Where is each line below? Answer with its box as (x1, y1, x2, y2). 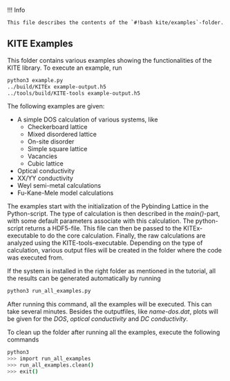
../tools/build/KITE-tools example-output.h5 (7, 90, 140, 97)
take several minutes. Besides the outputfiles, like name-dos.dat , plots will (7, 307, 219, 316)
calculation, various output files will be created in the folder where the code (7, 246, 222, 255)
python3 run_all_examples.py (7, 288, 91, 295)
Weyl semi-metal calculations (17, 182, 102, 190)
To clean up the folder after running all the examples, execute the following (7, 328, 220, 337)
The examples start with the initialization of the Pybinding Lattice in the (7, 202, 209, 211)
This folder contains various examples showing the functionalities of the (7, 56, 212, 64)
